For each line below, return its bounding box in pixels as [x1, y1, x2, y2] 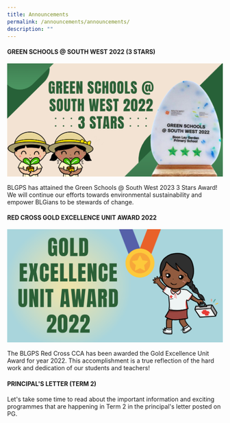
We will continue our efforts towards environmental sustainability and [7, 191, 202, 199]
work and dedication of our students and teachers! [7, 364, 151, 372]
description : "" [7, 25, 53, 32]
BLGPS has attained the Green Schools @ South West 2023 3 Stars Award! [7, 183, 218, 191]
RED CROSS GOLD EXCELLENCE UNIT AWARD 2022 [7, 213, 157, 222]
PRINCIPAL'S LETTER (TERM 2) [7, 379, 97, 387]
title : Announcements [7, 11, 69, 18]
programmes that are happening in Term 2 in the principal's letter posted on [7, 402, 221, 411]
